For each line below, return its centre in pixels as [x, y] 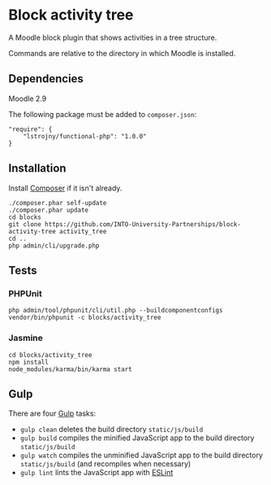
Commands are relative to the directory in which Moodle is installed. [122, 53]
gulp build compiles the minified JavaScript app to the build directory [137, 438]
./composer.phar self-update [58, 203]
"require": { [30, 129]
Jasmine [26, 338]
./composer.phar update [49, 210]
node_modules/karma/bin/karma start [70, 369]
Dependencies [46, 79]
